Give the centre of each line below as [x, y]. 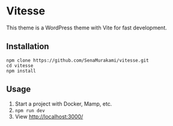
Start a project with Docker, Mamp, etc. [63, 104]
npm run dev [30, 110]
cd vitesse [20, 65]
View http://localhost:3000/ [49, 116]
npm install [21, 71]
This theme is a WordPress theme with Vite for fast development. [86, 28]
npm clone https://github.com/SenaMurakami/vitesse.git [77, 60]
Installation [28, 46]
